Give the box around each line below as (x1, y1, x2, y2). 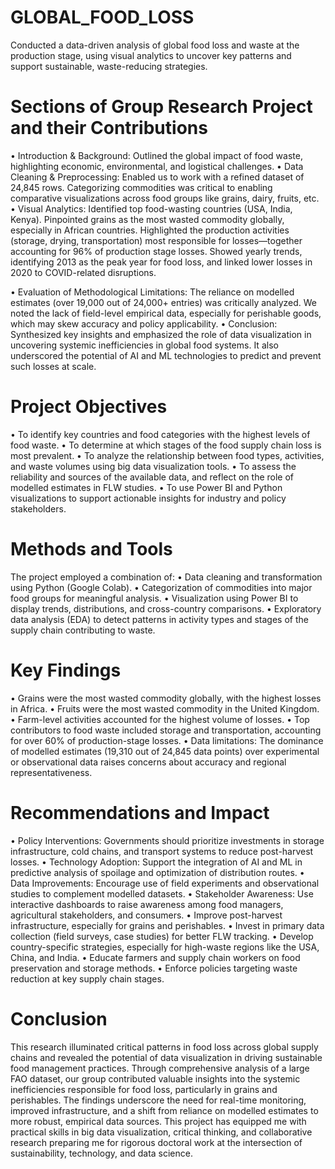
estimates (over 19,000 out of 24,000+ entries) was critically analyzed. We (10, 296, 317, 308)
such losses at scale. (10, 360, 97, 372)
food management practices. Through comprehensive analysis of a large (10, 1062, 310, 1074)
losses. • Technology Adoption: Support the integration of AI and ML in (10, 856, 303, 868)
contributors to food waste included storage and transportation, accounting (10, 724, 322, 736)
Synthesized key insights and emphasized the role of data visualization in (10, 328, 312, 340)
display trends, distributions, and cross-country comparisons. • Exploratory (10, 602, 322, 615)
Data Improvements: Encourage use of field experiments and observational (10, 877, 320, 889)
